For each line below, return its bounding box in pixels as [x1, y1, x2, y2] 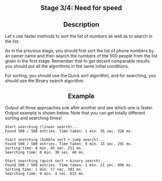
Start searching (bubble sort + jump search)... [5, 137, 105, 142]
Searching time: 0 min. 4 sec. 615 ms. [5, 171, 86, 176]
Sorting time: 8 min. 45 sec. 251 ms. [5, 146, 83, 151]
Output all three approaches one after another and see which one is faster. [5, 105, 154, 111]
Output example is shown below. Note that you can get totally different [5, 110, 146, 116]
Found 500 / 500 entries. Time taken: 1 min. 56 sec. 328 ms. [5, 129, 133, 134]
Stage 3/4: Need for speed [40, 4, 122, 12]
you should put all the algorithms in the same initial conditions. [5, 63, 129, 69]
